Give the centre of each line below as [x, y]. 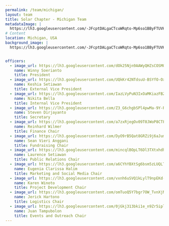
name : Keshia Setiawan [38, 84]
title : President [32, 75]
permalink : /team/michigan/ [35, 10]
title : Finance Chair [37, 131]
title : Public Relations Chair [47, 159]
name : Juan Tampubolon [38, 211]
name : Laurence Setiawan [40, 155]
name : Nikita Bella [35, 98]
